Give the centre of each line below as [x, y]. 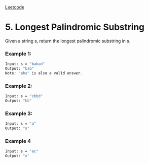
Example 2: [19, 86]
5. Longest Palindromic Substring [75, 27]
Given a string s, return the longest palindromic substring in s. [68, 41]
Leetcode [15, 7]
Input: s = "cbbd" [24, 96]
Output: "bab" [20, 69]
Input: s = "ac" [22, 151]
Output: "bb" [19, 101]
